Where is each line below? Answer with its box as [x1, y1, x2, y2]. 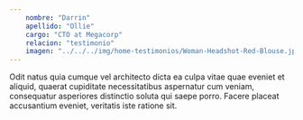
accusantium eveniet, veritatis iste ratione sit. [9, 100, 178, 111]
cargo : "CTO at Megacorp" [25, 30, 124, 39]
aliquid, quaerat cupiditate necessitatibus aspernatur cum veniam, [9, 81, 255, 92]
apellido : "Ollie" [25, 22, 95, 31]
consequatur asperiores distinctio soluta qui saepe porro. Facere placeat [9, 91, 280, 102]
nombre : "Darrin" [25, 13, 91, 23]
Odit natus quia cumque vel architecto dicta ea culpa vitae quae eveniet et [9, 71, 286, 82]
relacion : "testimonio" [25, 38, 115, 48]
